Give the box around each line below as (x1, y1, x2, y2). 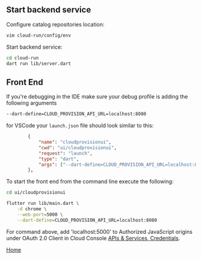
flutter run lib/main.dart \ (6, 201, 79, 207)
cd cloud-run (6, 55, 39, 61)
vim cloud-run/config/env (6, 32, 71, 38)
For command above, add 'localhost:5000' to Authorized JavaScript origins (6, 228, 193, 235)
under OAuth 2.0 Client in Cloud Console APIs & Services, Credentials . (6, 234, 180, 242)
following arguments (6, 99, 57, 107)
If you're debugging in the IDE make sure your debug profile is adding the (6, 93, 188, 100)
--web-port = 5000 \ (17, 212, 63, 218)
